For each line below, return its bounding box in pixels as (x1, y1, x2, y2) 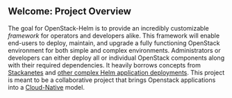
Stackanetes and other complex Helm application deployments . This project (8, 68, 225, 76)
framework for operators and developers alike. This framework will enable (8, 31, 220, 40)
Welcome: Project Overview (8, 6, 131, 17)
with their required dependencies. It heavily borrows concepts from (8, 60, 201, 69)
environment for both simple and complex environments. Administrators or (8, 46, 221, 54)
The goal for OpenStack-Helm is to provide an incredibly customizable (8, 24, 209, 32)
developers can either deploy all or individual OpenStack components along (8, 54, 225, 62)
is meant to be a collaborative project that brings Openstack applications (8, 76, 216, 84)
